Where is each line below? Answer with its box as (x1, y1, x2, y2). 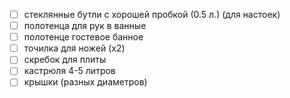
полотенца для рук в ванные (23, 20, 147, 32)
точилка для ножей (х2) (23, 42, 126, 54)
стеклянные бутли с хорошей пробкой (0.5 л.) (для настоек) (23, 9, 281, 20)
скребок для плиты (23, 54, 107, 66)
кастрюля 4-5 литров (23, 65, 116, 77)
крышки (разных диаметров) (23, 76, 148, 88)
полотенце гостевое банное (23, 31, 144, 43)
